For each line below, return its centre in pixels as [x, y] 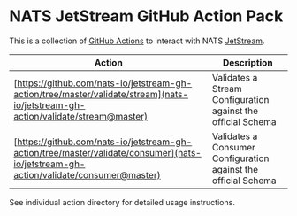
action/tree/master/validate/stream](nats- [101, 94]
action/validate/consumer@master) [87, 174]
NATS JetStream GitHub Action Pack [146, 16]
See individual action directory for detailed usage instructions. [122, 202]
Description [247, 62]
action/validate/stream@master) [81, 116]
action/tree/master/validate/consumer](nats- [107, 152]
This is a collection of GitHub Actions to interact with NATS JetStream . [137, 41]
